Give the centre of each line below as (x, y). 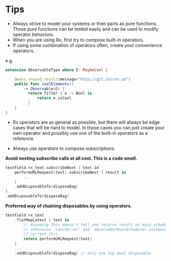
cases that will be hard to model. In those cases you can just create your (89, 127)
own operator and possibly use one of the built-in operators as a (80, 133)
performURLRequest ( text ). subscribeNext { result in (70, 172)
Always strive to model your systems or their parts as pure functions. (85, 23)
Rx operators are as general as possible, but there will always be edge (86, 122)
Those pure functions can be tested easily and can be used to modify (85, 29)
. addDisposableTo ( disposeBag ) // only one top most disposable (83, 253)
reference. (23, 138)
